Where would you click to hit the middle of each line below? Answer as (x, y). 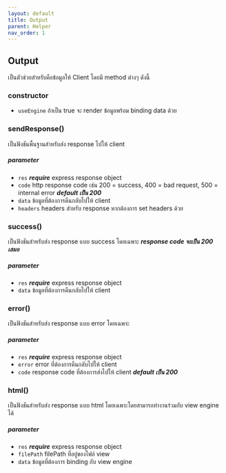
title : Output (28, 20)
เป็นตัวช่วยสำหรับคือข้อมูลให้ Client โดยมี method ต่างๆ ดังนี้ (79, 77)
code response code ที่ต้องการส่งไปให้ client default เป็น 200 (98, 372)
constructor (28, 95)
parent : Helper (30, 26)
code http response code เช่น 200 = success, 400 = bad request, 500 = (118, 185)
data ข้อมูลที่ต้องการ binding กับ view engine (75, 462)
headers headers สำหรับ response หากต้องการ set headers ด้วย (100, 208)
